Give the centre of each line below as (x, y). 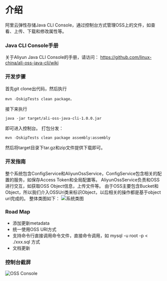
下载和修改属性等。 (46, 31)
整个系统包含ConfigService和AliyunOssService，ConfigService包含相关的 (81, 173)
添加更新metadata (31, 223)
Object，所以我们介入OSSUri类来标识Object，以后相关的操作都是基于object (83, 192)
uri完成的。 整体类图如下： (33, 198)
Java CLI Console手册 (32, 45)
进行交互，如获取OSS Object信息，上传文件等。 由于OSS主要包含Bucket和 (82, 186)
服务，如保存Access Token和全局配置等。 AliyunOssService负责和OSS (87, 180)
